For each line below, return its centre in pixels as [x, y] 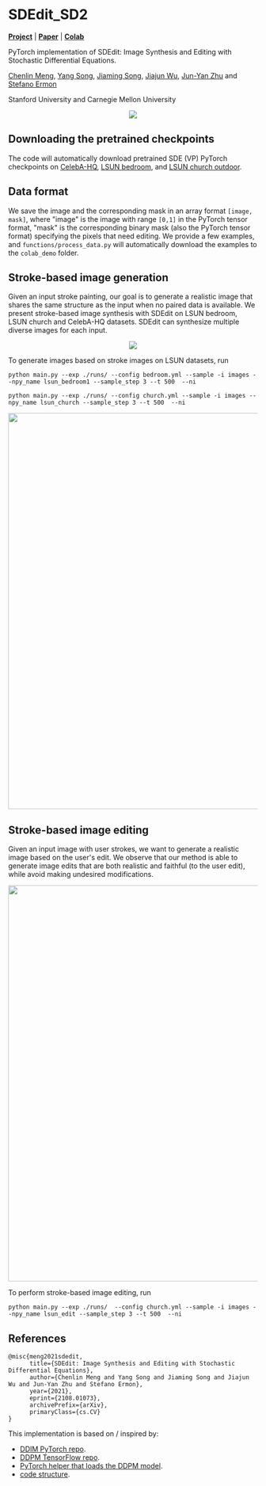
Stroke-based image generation [88, 278]
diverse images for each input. [58, 330]
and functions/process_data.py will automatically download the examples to [133, 244]
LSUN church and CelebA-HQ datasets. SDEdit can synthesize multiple [124, 322]
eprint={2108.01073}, [65, 1398]
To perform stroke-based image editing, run [80, 1293]
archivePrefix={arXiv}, [68, 1405]
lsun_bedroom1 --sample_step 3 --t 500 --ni [120, 382]
